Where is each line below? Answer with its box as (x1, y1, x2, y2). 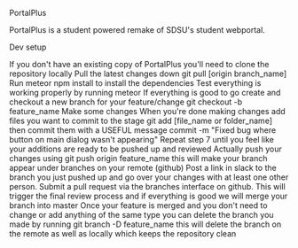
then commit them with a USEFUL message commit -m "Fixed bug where (9, 125, 277, 136)
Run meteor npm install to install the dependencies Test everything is (9, 78, 262, 88)
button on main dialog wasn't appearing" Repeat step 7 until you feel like (9, 135, 275, 144)
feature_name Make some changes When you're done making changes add (9, 106, 286, 116)
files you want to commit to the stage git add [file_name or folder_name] (9, 115, 273, 126)
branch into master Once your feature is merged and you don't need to (9, 200, 268, 211)
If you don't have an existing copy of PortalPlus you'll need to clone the (9, 59, 270, 69)
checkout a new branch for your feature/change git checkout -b (9, 97, 243, 107)
